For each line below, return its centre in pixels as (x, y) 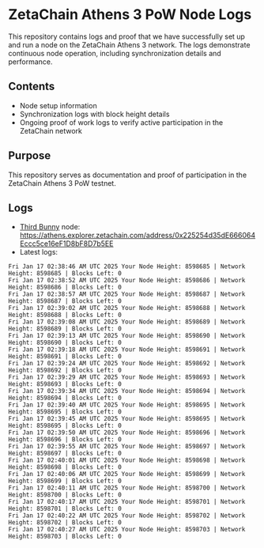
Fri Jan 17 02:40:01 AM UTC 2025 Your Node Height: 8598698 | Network (127, 460)
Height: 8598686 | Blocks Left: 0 (65, 287)
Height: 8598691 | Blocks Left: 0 (65, 357)
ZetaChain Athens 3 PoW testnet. (62, 183)
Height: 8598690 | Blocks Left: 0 (65, 343)
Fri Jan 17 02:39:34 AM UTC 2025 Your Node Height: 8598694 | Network (127, 391)
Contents (32, 87)
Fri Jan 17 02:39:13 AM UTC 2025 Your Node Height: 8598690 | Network (127, 336)
